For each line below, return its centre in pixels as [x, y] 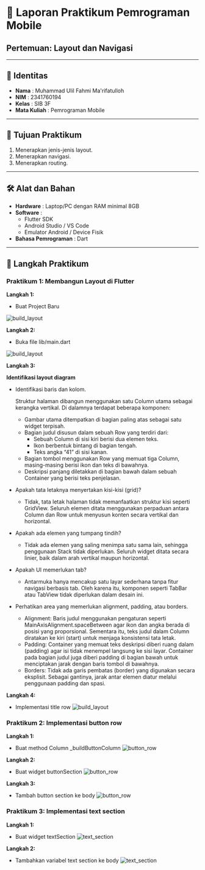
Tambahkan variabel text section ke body [67, 860]
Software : [29, 213]
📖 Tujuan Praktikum [44, 135]
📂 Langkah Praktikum [48, 263]
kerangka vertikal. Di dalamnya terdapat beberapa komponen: [93, 408]
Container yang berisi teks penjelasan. [72, 478]
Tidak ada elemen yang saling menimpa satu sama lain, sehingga [106, 545]
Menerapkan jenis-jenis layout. [54, 150]
